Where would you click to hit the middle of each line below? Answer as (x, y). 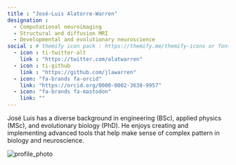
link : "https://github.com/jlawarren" (78, 72)
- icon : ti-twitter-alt (50, 53)
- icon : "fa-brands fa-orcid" (58, 79)
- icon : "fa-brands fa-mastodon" (63, 92)
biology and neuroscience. (46, 140)
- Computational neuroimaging (58, 27)
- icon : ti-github (42, 66)
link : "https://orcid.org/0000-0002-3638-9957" (91, 85)
